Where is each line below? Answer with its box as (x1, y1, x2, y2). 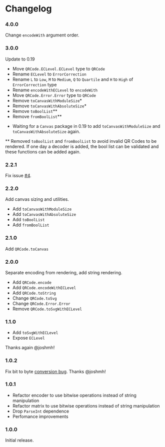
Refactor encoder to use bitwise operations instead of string (12, 392, 136, 398)
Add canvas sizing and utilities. (5, 196, 69, 202)
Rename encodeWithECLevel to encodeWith (12, 87, 98, 93)
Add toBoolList (12, 217, 45, 223)
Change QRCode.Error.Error (12, 300, 70, 306)
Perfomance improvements (12, 413, 68, 420)
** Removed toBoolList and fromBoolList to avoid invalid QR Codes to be (5, 138, 157, 144)
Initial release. (5, 438, 34, 444)
